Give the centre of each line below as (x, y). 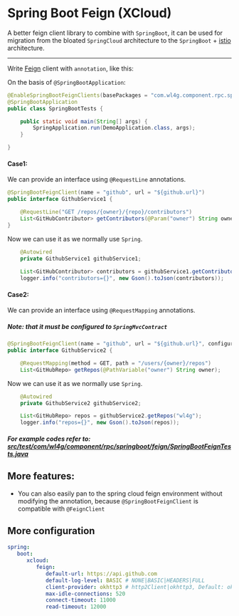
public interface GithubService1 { (60, 199)
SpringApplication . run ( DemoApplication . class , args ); (114, 128)
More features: (41, 476)
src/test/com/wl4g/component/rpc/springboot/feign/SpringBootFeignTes (119, 446)
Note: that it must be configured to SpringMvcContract (87, 326)
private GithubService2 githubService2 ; (81, 403)
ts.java (18, 454)
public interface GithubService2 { (60, 350)
